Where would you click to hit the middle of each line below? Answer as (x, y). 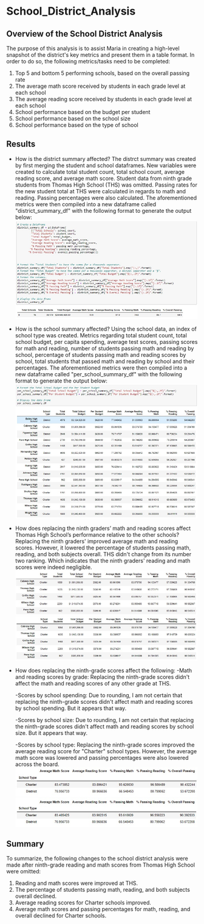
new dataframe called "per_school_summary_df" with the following (98, 374)
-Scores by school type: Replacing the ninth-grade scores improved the (105, 745)
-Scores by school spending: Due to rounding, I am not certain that (99, 695)
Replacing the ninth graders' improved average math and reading (97, 541)
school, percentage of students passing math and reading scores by (100, 354)
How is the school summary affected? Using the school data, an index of (106, 329)
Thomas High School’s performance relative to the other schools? (97, 534)
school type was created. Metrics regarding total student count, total (101, 335)
